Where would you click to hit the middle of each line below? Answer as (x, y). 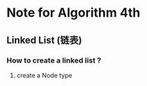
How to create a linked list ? (54, 60)
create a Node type (44, 75)
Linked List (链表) (44, 40)
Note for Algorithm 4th (73, 13)
